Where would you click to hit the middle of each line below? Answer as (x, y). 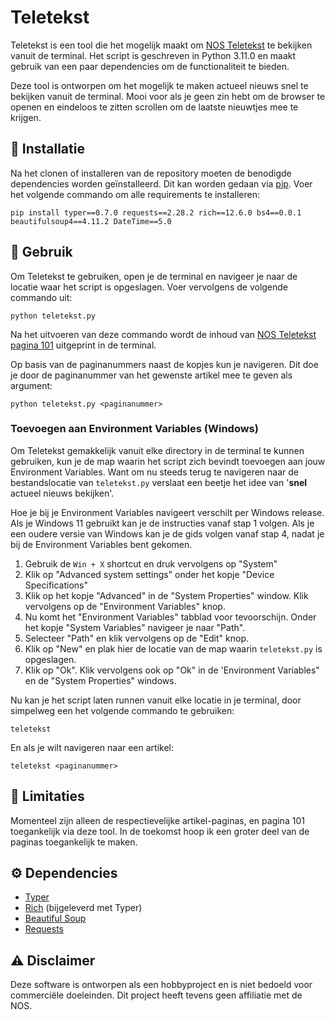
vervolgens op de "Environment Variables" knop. (125, 606)
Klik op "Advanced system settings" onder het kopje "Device (149, 574)
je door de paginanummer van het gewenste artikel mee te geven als (151, 375)
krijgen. (26, 117)
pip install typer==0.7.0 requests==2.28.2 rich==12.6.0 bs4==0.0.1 (156, 212)
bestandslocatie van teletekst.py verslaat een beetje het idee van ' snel (159, 482)
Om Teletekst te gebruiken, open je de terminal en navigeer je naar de (154, 276)
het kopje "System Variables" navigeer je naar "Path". (135, 627)
